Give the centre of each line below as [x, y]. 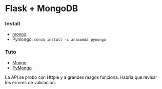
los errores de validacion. [30, 82]
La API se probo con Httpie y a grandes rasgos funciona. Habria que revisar [81, 77]
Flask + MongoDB [41, 9]
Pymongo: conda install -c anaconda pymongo [59, 39]
